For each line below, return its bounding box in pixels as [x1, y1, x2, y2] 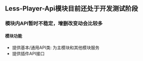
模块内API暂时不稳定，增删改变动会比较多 [5, 20, 103, 27]
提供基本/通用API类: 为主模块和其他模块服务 [12, 45, 100, 50]
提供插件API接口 [12, 50, 45, 56]
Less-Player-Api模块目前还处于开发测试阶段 [5, 4, 138, 13]
